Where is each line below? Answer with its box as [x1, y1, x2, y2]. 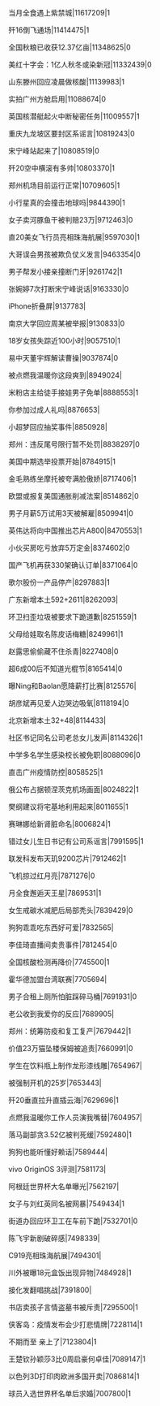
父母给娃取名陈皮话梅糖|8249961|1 [8, 629, 124, 638]
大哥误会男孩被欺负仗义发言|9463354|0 [8, 249, 141, 259]
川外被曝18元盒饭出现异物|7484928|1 [8, 1268, 132, 1278]
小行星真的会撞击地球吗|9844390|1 [8, 198, 125, 207]
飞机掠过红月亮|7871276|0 [8, 871, 95, 880]
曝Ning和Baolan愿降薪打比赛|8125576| [8, 681, 137, 690]
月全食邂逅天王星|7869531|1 [8, 889, 102, 898]
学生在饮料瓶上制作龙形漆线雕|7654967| [8, 1061, 143, 1071]
